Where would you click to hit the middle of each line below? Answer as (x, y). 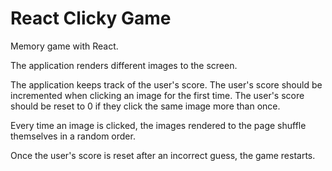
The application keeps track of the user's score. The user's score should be (166, 84)
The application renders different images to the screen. (124, 65)
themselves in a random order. (73, 136)
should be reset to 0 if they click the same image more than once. (145, 106)
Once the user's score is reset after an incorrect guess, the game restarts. (163, 155)
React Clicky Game (91, 18)
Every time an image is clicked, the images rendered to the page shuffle (158, 125)
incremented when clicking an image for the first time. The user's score (157, 95)
